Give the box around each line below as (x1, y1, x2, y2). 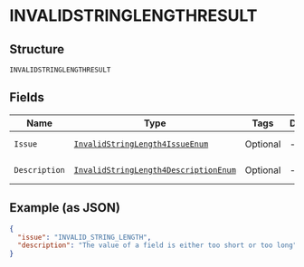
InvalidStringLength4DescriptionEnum (73, 165, 237, 175)
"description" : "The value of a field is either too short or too (17, 241, 273, 250)
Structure (9, 42, 65, 57)
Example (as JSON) (9, 200, 120, 215)
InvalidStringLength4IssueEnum (73, 138, 209, 149)
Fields (9, 90, 45, 105)
